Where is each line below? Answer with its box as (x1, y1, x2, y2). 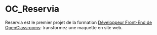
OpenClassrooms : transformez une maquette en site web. (5, 24, 122, 30)
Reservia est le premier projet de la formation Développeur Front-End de (5, 19, 152, 25)
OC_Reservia (5, 3, 60, 15)
